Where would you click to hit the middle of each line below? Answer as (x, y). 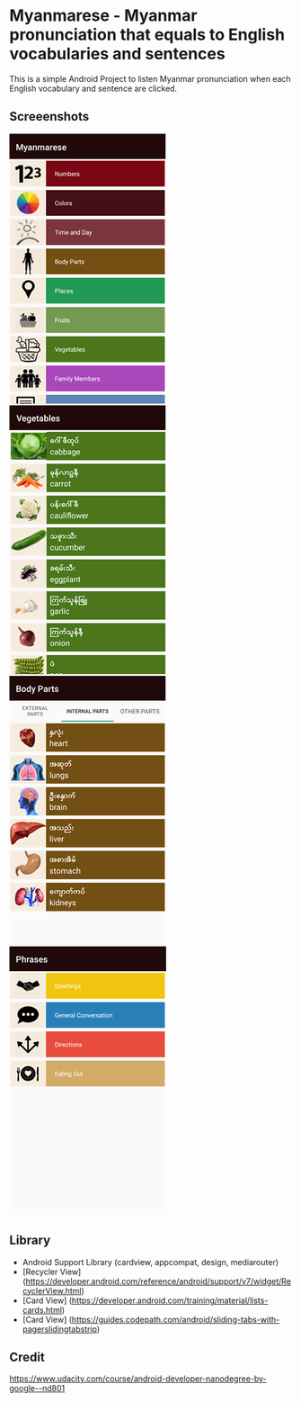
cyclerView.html (52, 1290)
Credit (27, 1357)
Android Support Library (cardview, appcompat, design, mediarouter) (150, 1262)
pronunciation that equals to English (147, 35)
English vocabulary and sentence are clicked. (93, 88)
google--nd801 (37, 1389)
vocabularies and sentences (118, 54)
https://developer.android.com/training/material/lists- (170, 1300)
